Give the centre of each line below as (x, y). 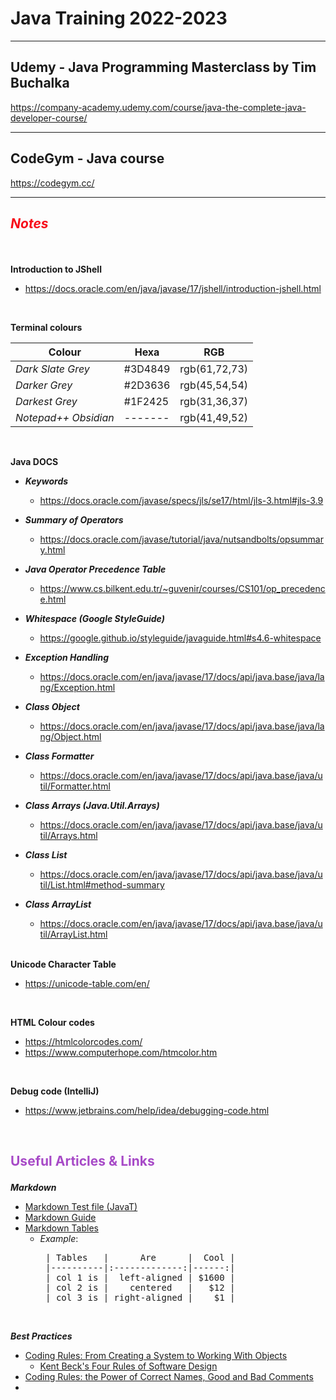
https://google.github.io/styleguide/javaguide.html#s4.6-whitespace (180, 638)
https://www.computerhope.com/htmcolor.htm (121, 1052)
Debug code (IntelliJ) (55, 1091)
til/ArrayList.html (73, 934)
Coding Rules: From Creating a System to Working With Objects (156, 1356)
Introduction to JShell (56, 269)
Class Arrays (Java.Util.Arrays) (92, 805)
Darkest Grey (46, 401)
